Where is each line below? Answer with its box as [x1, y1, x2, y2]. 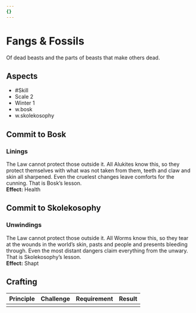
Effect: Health [6, 186, 41, 193]
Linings [6, 147, 28, 155]
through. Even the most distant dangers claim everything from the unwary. [6, 247, 188, 254]
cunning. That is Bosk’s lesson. [6, 179, 82, 187]
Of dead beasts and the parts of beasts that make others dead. [6, 54, 160, 61]
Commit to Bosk [6, 129, 67, 140]
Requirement [75, 295, 113, 303]
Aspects [6, 71, 38, 81]
